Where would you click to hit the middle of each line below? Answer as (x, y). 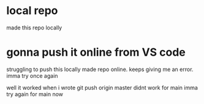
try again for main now (35, 94)
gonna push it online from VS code (96, 52)
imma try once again (32, 76)
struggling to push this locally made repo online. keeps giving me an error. (100, 69)
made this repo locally (34, 28)
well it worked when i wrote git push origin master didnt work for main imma (102, 87)
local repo (32, 11)
